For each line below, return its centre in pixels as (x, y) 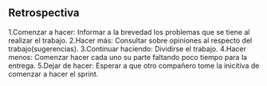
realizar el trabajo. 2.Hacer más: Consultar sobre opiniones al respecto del (130, 40)
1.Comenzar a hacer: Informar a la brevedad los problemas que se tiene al (129, 32)
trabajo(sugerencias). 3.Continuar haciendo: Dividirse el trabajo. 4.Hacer (128, 49)
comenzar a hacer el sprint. (53, 73)
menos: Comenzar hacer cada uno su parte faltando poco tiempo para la (128, 57)
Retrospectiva (44, 13)
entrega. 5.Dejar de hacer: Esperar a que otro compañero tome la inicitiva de (134, 65)
